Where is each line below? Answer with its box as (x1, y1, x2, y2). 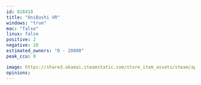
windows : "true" (6, 20, 47, 26)
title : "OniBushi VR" (6, 14, 60, 20)
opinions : (6, 69, 31, 75)
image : (6, 64, 23, 70)
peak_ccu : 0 (6, 53, 36, 59)
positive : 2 (6, 37, 36, 42)
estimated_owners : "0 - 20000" (6, 48, 84, 54)
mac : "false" (6, 25, 39, 32)
